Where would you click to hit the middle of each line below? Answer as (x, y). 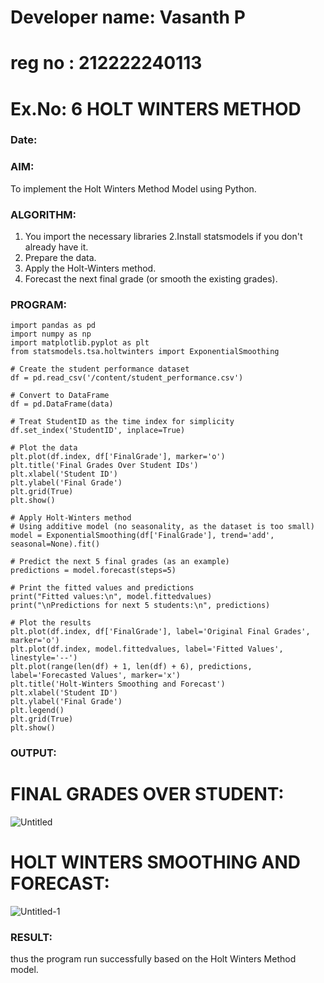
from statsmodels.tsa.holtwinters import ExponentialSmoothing (145, 352)
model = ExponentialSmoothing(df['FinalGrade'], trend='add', (142, 536)
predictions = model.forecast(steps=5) (93, 571)
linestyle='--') (44, 658)
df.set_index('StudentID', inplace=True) (98, 431)
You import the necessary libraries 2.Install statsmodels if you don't (163, 237)
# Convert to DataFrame (60, 396)
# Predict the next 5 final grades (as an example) (120, 562)
